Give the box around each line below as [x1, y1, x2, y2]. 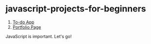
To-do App [12, 19, 34, 25]
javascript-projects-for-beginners [5, 3, 146, 14]
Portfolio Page [12, 24, 41, 30]
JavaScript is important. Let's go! [5, 33, 72, 39]
